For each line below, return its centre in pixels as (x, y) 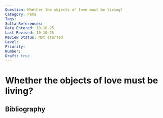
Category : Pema (21, 14)
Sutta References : (24, 24)
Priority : (15, 47)
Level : (12, 42)
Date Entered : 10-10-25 (30, 28)
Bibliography (25, 109)
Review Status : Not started (34, 38)
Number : (13, 51)
